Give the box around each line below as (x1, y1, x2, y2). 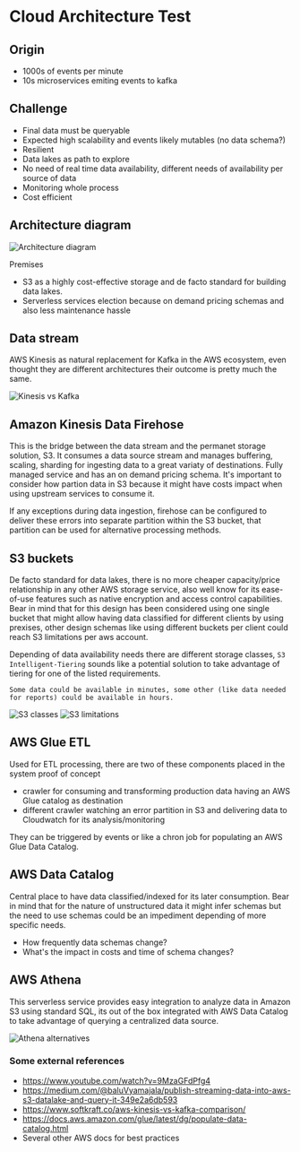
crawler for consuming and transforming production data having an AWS (21, 785, 291, 796)
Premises (9, 258, 44, 270)
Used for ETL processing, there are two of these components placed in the (9, 758, 286, 769)
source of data (21, 172, 77, 183)
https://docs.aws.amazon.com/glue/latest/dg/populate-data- (21, 1113, 248, 1124)
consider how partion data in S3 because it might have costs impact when (9, 479, 283, 489)
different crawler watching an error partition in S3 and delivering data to (21, 804, 288, 815)
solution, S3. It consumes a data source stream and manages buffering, (9, 450, 273, 461)
